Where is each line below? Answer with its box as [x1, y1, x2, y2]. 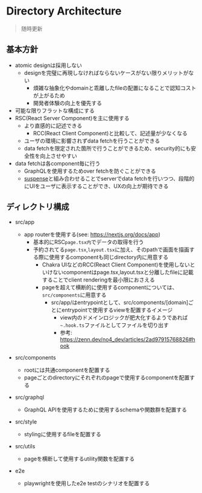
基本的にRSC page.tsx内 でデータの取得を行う [33, 238, 144, 245]
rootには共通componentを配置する [24, 366, 110, 373]
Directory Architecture [6, 4, 122, 18]
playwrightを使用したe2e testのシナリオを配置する [24, 479, 150, 487]
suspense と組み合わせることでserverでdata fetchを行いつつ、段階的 [24, 175, 195, 182]
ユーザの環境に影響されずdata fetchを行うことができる [24, 137, 160, 144]
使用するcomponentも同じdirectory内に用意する [49, 253, 169, 260]
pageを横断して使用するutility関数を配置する [24, 455, 135, 462]
